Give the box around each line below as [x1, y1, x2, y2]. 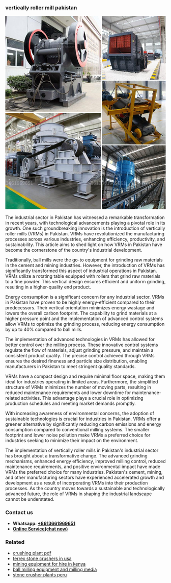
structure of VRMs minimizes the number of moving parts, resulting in [5, 384, 152, 390]
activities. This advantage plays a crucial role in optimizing [21, 395, 144, 401]
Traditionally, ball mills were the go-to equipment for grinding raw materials [5, 257, 163, 263]
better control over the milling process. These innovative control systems [5, 342, 158, 348]
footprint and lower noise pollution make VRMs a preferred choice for [5, 432, 151, 438]
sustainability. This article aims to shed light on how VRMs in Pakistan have [5, 241, 163, 248]
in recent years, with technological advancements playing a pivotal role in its [5, 220, 165, 226]
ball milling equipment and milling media [12, 566, 97, 573]
